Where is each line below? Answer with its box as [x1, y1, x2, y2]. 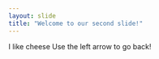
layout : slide [8, 11, 57, 20]
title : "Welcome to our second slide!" [8, 19, 144, 27]
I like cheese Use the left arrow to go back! [8, 41, 152, 51]
